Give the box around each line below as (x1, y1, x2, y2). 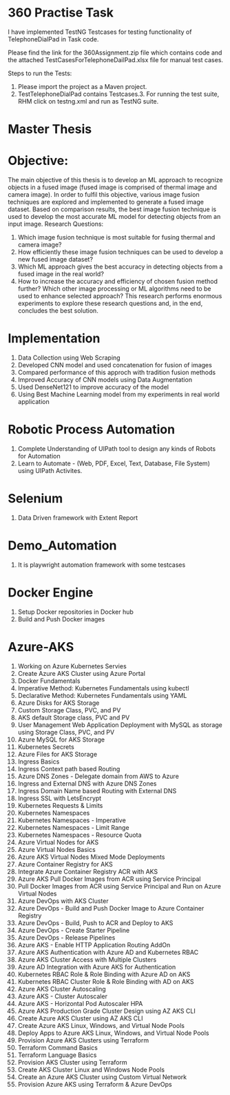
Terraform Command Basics (17, 1043, 98, 1052)
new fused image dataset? (17, 255, 94, 264)
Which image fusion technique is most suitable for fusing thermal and (17, 233, 216, 242)
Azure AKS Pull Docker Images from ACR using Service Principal (17, 875, 201, 883)
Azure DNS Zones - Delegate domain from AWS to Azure (17, 772, 180, 780)
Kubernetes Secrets (17, 742, 74, 750)
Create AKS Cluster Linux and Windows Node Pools (17, 1065, 165, 1074)
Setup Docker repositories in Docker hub (17, 608, 134, 616)
